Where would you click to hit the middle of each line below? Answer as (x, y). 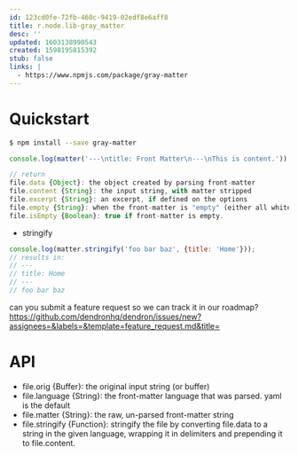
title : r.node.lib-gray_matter (67, 26)
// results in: (37, 257)
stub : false (31, 59)
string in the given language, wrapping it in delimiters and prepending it (152, 433)
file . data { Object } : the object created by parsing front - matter (132, 183)
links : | (25, 67)
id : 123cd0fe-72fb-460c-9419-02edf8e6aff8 (89, 17)
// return (27, 175)
